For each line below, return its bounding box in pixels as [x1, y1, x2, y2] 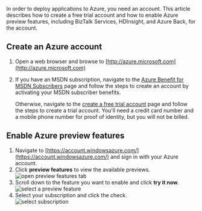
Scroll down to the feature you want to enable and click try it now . [14, 178, 180, 186]
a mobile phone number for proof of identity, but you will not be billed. [14, 113, 189, 120]
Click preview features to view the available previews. [14, 166, 151, 173]
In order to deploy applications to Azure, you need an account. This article [6, 5, 191, 12]
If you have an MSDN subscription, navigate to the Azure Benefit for [14, 75, 184, 83]
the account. [6, 24, 38, 31]
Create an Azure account [6, 42, 103, 52]
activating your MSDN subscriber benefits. [14, 89, 121, 96]
